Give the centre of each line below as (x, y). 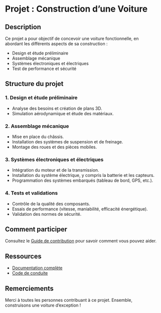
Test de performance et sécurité (44, 69)
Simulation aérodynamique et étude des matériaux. (63, 113)
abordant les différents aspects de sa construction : (56, 44)
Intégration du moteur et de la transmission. (55, 170)
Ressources (23, 256)
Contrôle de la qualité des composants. (51, 204)
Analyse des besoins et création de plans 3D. (57, 108)
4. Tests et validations (31, 193)
